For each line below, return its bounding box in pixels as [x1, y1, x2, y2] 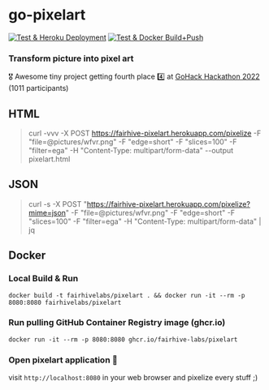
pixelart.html [28, 154, 71, 164]
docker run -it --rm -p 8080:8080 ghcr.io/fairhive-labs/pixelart [8, 335, 238, 344]
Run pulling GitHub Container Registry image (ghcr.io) [8, 317, 226, 328]
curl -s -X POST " [28, 199, 88, 208]
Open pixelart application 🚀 [8, 354, 118, 366]
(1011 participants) [8, 84, 69, 93]
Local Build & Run [8, 273, 79, 285]
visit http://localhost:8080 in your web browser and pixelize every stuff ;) [8, 373, 258, 383]
